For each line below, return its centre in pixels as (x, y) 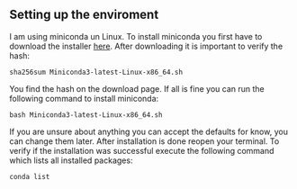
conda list (30, 176)
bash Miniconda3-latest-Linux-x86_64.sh (86, 115)
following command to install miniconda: (84, 98)
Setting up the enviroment (84, 15)
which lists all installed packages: (71, 160)
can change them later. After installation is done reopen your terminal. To (144, 141)
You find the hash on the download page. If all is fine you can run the (137, 88)
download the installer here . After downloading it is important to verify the (146, 46)
